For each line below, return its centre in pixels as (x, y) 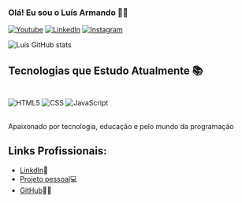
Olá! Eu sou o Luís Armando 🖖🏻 (68, 13)
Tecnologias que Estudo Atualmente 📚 (106, 70)
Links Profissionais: (58, 151)
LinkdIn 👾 (34, 170)
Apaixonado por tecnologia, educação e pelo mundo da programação (121, 126)
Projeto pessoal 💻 (48, 179)
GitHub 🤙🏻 (35, 190)
